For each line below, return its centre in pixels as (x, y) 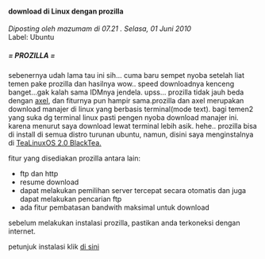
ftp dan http (39, 174)
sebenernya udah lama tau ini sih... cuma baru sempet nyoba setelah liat (126, 75)
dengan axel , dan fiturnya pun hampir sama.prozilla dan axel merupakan (126, 101)
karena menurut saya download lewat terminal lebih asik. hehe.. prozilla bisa (133, 126)
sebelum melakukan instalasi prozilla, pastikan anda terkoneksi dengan (124, 223)
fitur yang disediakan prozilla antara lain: (75, 158)
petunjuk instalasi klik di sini (54, 247)
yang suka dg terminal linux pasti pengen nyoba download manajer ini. (124, 118)
